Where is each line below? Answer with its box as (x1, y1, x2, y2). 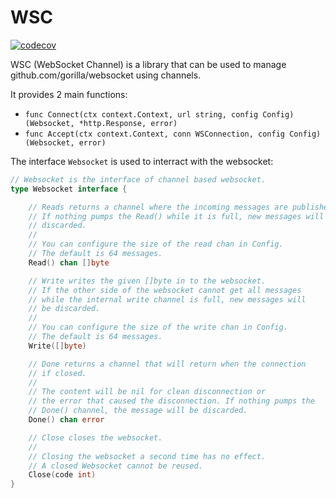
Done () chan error (28, 415, 105, 425)
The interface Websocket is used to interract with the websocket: (10, 155, 274, 167)
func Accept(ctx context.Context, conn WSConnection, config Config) (24, 129, 322, 139)
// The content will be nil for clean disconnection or (28, 387, 267, 397)
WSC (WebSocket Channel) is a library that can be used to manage (10, 58, 287, 70)
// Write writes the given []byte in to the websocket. (28, 276, 267, 286)
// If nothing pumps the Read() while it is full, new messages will (28, 211, 325, 221)
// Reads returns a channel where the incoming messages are (28, 202, 288, 212)
